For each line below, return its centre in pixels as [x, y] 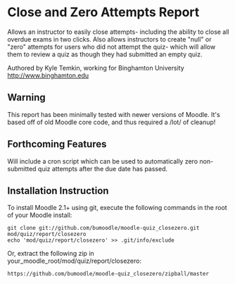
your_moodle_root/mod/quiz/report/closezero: [75, 261]
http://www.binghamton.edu [48, 75]
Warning [26, 98]
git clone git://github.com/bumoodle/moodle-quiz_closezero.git [103, 228]
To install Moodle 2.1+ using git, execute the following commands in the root [117, 208]
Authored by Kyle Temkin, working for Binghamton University [96, 68]
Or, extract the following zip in [51, 254]
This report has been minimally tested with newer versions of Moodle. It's [114, 114]
